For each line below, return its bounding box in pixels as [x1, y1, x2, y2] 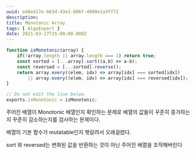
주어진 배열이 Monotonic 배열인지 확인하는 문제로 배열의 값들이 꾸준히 [6, 109, 170, 115]
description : [6, 14, 39, 20]
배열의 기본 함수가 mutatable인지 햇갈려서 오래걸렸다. [6, 129, 131, 135]
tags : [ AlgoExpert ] [6, 25, 60, 32]
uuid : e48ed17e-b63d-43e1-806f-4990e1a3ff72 [6, 8, 119, 15]
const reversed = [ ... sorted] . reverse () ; [17, 64, 121, 70]
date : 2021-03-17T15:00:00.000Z [6, 31, 87, 37]
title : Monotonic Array [6, 20, 66, 26]
